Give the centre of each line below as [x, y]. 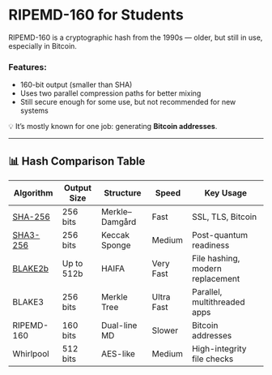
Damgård [119, 222]
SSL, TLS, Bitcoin [224, 217]
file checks [212, 359]
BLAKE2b [31, 269]
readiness [210, 245]
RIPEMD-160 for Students [96, 15]
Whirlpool [31, 354]
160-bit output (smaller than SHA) [76, 85]
